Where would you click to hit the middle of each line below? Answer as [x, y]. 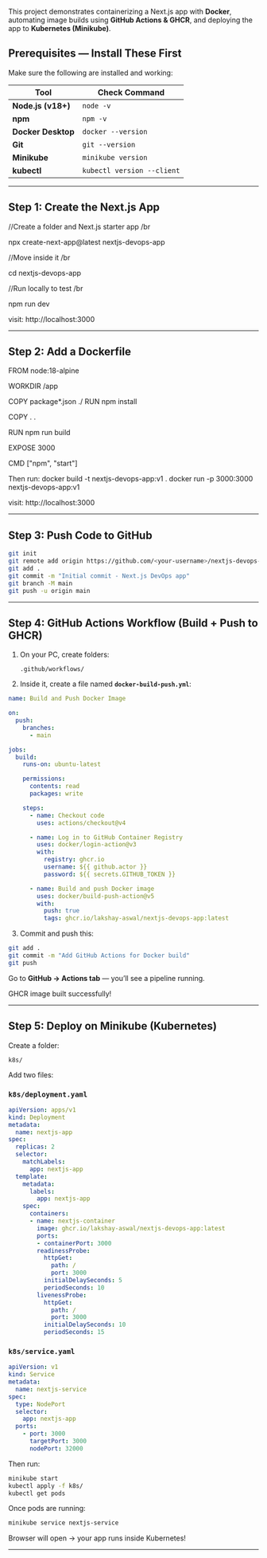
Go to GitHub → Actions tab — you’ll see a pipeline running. [106, 978]
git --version [109, 144]
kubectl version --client [131, 170]
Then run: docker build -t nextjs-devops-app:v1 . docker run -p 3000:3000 [131, 479]
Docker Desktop [43, 131]
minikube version [115, 157]
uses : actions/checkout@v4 [81, 823]
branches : [39, 728]
